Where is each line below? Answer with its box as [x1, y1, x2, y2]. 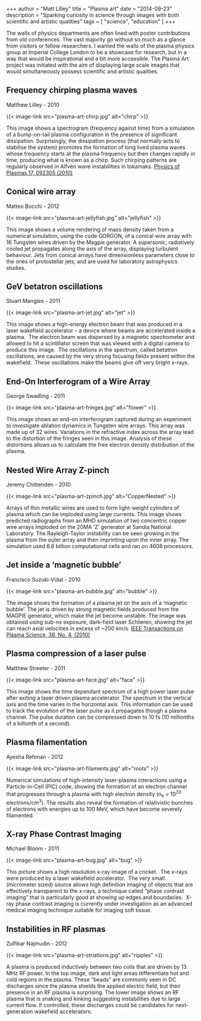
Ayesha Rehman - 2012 [6, 753, 64, 760]
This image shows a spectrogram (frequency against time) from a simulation [6, 124, 195, 132]
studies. [6, 264, 26, 271]
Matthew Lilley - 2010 [6, 101, 60, 108]
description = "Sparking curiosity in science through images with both [6, 11, 179, 19]
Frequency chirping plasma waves [6, 85, 138, 96]
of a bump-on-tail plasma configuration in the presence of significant [6, 130, 178, 138]
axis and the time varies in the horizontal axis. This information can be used [6, 700, 193, 708]
